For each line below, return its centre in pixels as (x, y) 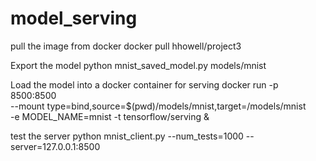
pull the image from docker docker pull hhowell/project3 (126, 46)
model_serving (74, 18)
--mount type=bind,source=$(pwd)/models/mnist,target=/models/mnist (158, 106)
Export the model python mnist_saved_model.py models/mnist (138, 65)
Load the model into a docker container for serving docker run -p (144, 84)
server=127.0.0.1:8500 (55, 146)
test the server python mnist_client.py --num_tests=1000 (127, 136)
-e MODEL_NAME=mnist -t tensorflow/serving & (110, 116)
